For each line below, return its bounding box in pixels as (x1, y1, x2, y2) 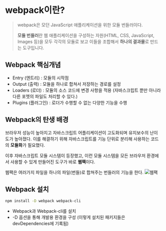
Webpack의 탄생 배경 (5, 115, 69, 124)
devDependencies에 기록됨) (12, 221, 69, 227)
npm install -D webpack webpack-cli (5, 199, 81, 204)
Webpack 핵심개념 (5, 60, 61, 69)
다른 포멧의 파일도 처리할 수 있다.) (12, 93, 78, 99)
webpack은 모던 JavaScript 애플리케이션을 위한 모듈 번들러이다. (17, 22, 143, 28)
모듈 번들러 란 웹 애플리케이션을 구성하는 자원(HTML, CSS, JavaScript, (17, 32, 155, 38)
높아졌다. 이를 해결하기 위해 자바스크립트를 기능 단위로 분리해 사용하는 (14, 136, 150, 142)
